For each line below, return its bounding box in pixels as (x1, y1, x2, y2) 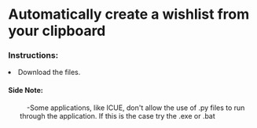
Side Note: (8, 86, 43, 95)
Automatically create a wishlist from (8, 5, 250, 23)
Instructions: (8, 50, 59, 61)
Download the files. (18, 68, 81, 77)
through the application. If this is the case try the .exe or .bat (19, 111, 216, 120)
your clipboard (8, 22, 106, 40)
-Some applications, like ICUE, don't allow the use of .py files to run (26, 103, 245, 112)
